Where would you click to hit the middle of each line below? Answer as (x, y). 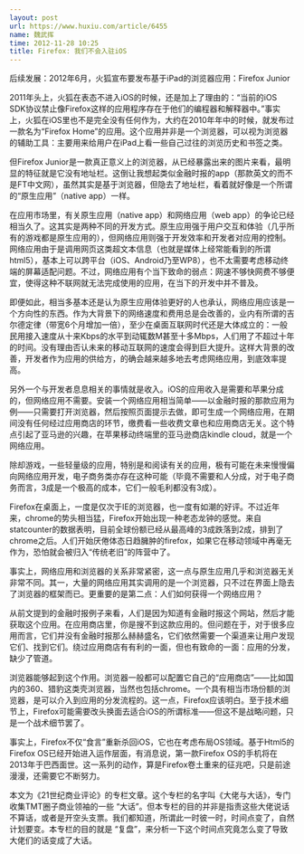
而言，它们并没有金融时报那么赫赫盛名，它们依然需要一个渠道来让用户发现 (156, 636)
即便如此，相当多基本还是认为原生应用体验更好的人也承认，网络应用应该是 (148, 302)
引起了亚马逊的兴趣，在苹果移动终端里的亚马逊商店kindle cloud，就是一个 (155, 434)
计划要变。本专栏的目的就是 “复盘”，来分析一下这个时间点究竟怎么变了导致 (149, 830)
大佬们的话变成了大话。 (53, 840)
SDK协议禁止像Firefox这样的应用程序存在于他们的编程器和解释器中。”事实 (145, 109)
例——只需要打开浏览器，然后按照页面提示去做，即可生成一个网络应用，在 (148, 412)
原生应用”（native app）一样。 (78, 196)
